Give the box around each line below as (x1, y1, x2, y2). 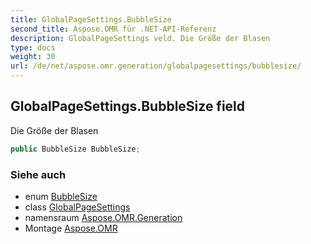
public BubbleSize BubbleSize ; (10, 144, 141, 154)
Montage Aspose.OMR (24, 222, 118, 234)
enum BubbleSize (24, 190, 98, 202)
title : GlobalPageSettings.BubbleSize (10, 14, 172, 25)
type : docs (10, 42, 56, 53)
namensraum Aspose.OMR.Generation (24, 211, 183, 223)
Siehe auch (10, 167, 67, 181)
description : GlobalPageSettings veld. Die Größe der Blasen (10, 33, 271, 43)
